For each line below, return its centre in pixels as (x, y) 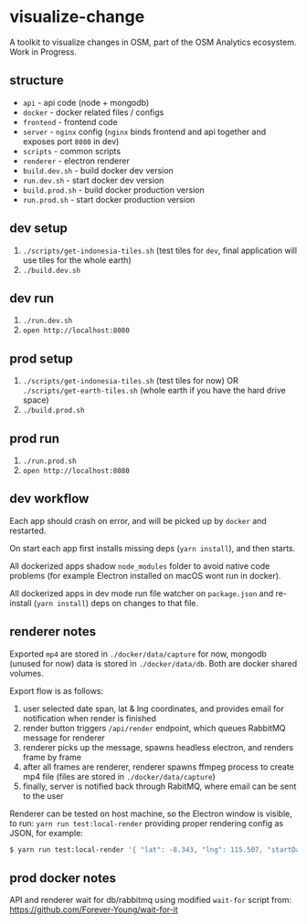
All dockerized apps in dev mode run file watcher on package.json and (142, 593)
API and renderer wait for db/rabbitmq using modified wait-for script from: (151, 900)
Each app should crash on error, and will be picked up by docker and (138, 520)
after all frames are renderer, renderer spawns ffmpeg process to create (159, 766)
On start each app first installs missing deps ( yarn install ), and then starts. (153, 548)
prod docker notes (63, 878)
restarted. (28, 530)
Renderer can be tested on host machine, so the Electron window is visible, (151, 814)
